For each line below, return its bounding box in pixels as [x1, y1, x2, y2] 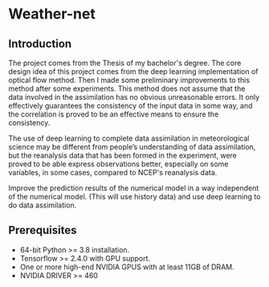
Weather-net [8, 5, 96, 23]
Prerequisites [8, 223, 77, 237]
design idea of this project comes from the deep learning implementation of [8, 67, 259, 76]
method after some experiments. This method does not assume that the [8, 84, 246, 93]
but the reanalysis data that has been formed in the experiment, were [8, 150, 237, 160]
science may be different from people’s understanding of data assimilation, [8, 142, 256, 151]
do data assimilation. [8, 200, 77, 210]
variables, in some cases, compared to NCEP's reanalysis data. [8, 168, 218, 177]
